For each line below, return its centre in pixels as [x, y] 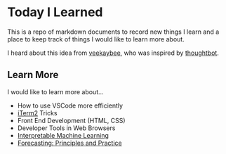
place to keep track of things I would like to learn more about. [96, 39]
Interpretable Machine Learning [63, 135]
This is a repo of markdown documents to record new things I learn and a [113, 32]
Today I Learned [55, 12]
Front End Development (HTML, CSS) [71, 120]
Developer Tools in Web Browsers [66, 128]
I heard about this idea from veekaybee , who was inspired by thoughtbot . [113, 53]
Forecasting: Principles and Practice [69, 143]
